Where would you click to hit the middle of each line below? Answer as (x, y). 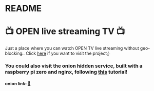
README (23, 8)
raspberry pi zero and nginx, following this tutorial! (66, 72)
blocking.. (15, 53)
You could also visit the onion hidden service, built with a (74, 66)
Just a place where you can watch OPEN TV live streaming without (72, 48)
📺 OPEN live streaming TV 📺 (65, 31)
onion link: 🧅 (18, 83)
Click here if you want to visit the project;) (68, 53)
